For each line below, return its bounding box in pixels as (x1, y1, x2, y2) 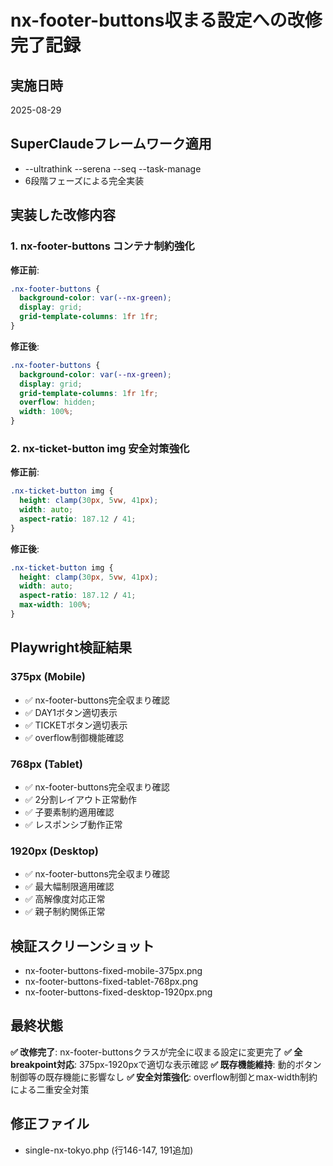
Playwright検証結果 (10, 639, 132, 656)
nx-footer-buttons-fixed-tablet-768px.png (24, 976, 199, 988)
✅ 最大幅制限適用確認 (24, 881, 115, 893)
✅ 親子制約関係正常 (24, 906, 106, 918)
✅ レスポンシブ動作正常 (24, 818, 123, 830)
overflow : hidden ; (19, 397, 97, 408)
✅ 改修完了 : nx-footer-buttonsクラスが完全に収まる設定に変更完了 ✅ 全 (10, 1046, 303, 1058)
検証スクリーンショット (10, 937, 155, 955)
